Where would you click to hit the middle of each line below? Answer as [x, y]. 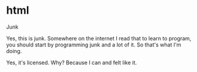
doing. [14, 51]
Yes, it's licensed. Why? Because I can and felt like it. [72, 62]
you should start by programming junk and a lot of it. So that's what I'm [94, 45]
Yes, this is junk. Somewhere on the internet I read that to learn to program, [99, 38]
